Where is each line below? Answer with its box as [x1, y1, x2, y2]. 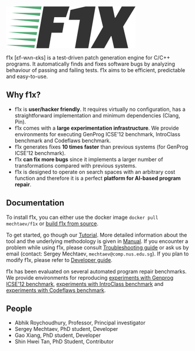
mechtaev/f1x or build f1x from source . [6, 219, 99, 227]
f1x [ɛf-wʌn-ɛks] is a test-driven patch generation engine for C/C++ [6, 54, 170, 61]
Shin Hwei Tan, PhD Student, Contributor [14, 338, 114, 345]
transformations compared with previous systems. [14, 162, 137, 169]
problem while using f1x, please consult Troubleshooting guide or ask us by [6, 244, 189, 251]
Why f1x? [6, 90, 41, 100]
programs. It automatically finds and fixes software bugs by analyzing [6, 60, 176, 67]
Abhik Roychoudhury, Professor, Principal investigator [14, 319, 146, 326]
